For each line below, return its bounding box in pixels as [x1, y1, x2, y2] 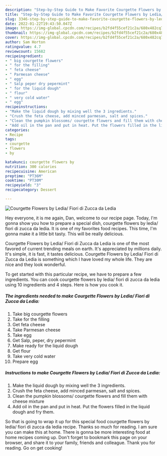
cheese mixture [12, 398, 45, 404]
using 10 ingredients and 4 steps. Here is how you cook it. [5, 281, 124, 287]
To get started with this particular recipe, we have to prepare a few [5, 271, 142, 277]
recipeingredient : [5, 53, 43, 59]
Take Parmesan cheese [12, 327, 61, 333]
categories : [5, 127, 30, 132]
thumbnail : [5, 30, 28, 35]
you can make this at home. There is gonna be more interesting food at [5, 429, 151, 435]
